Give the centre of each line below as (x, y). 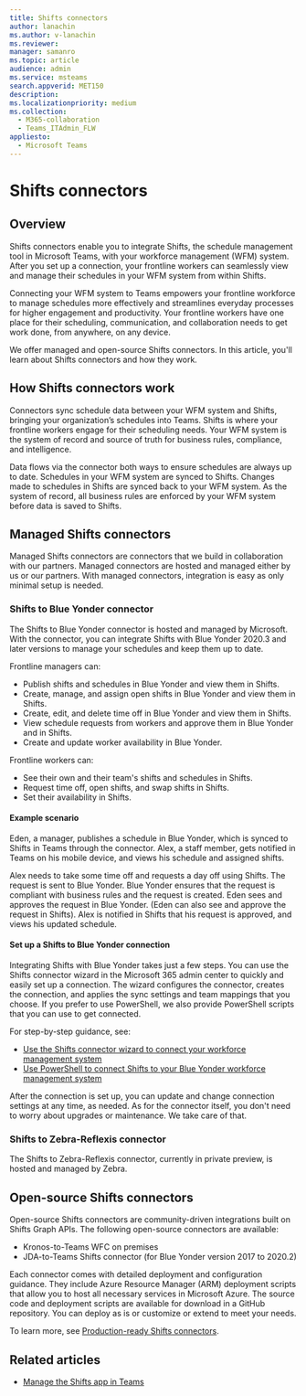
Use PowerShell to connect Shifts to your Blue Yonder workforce (144, 1069)
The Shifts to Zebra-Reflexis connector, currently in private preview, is (141, 1159)
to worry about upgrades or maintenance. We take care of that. (128, 1115)
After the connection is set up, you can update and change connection (142, 1096)
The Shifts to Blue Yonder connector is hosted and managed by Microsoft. (149, 629)
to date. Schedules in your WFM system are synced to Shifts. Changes (142, 476)
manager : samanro (42, 52)
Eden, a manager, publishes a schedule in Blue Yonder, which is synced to (149, 838)
